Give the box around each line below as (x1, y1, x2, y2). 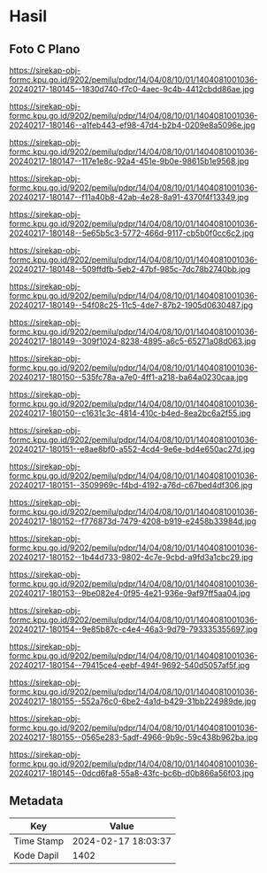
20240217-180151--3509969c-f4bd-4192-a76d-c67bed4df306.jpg (9, 480, 254, 490)
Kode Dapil (13, 849, 59, 861)
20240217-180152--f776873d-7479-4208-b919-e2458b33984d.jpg (9, 516, 256, 526)
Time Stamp (13, 835, 65, 847)
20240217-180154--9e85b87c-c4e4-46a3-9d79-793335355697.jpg (9, 624, 258, 635)
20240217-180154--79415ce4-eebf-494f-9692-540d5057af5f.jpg (9, 660, 250, 670)
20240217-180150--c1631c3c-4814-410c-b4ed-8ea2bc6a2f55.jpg (9, 408, 251, 418)
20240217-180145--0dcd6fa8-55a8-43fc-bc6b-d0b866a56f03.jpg (9, 768, 255, 778)
